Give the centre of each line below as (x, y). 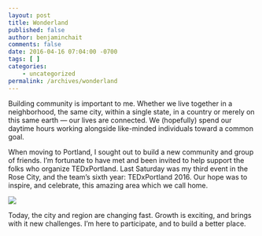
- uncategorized (49, 74)
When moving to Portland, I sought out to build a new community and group (131, 152)
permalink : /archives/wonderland (63, 81)
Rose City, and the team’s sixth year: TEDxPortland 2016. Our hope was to (128, 176)
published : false (37, 30)
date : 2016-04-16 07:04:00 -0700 (63, 52)
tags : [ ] (24, 60)
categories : (28, 67)
